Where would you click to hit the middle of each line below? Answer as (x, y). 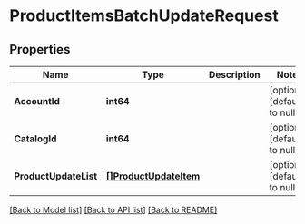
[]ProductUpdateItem (153, 176)
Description (234, 75)
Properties (40, 49)
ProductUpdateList (56, 176)
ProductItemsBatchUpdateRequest (144, 16)
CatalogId (35, 139)
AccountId (37, 101)
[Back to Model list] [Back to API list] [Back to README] (113, 210)
